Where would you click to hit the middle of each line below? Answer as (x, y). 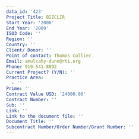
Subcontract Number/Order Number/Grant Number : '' (70, 127)
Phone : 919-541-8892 (32, 67)
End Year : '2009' (28, 28)
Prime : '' (18, 89)
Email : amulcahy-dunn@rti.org (44, 61)
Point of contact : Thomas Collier (49, 56)
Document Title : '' (30, 122)
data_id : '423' (25, 12)
